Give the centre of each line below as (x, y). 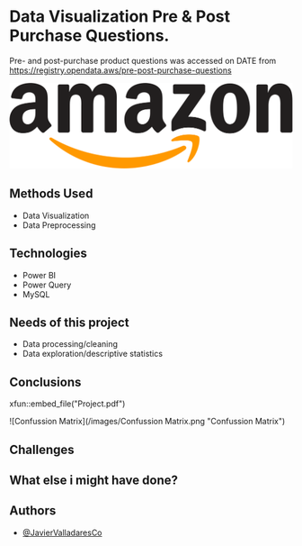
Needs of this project (69, 323)
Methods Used (51, 194)
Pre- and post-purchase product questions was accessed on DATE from (143, 60)
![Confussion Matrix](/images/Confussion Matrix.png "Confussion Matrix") (147, 422)
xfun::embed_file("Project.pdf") (67, 404)
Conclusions (45, 382)
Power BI (39, 275)
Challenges (42, 449)
